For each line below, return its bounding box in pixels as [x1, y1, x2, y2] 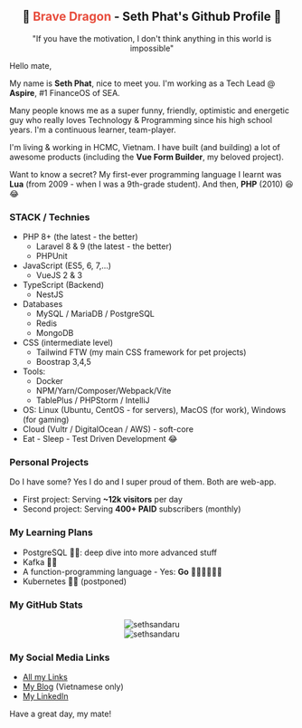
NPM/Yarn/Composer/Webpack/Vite [35, 386, 172, 397]
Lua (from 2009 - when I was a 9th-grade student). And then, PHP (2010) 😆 [9, 178, 294, 189]
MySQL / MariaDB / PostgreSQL [35, 309, 156, 320]
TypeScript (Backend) [22, 280, 105, 291]
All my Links [22, 672, 68, 683]
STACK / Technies [9, 210, 90, 223]
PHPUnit [35, 251, 68, 262]
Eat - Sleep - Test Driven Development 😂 [22, 434, 178, 445]
